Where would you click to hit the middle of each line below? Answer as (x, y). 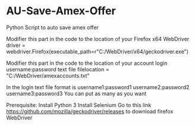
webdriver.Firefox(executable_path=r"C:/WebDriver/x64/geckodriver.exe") (97, 51)
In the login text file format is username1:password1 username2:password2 (98, 87)
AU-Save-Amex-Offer (61, 11)
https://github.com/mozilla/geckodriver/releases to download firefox (90, 111)
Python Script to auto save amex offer (53, 27)
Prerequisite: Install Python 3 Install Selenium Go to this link (79, 105)
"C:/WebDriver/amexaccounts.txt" (48, 75)
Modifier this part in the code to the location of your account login (87, 63)
